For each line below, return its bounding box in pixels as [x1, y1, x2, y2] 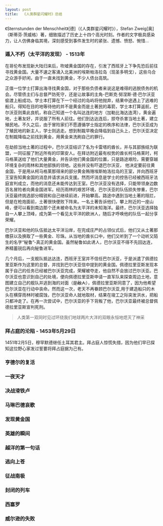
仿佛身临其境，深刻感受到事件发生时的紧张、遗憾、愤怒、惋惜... [21, 37, 149, 44]
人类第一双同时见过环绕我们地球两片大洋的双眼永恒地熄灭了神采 [16, 314, 145, 320]
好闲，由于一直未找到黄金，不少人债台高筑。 [21, 75, 112, 80]
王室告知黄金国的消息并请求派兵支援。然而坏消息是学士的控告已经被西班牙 [5, 174, 154, 180]
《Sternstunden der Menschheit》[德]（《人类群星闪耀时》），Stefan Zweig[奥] [5, 25, 154, 32]
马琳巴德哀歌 [5, 401, 35, 408]
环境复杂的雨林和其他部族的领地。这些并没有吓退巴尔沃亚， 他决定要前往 [5, 162, 151, 168]
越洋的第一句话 [5, 444, 40, 451]
